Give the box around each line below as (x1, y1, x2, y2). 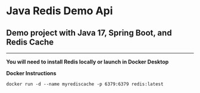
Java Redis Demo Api (6, 4, 113, 18)
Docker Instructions (6, 70, 57, 76)
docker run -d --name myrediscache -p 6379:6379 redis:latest (6, 81, 164, 87)
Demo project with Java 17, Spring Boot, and (6, 28, 172, 38)
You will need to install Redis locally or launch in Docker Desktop (6, 58, 169, 65)
